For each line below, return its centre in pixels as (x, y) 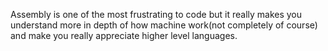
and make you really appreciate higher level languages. (124, 35)
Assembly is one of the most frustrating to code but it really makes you (156, 14)
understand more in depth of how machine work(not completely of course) (164, 25)
